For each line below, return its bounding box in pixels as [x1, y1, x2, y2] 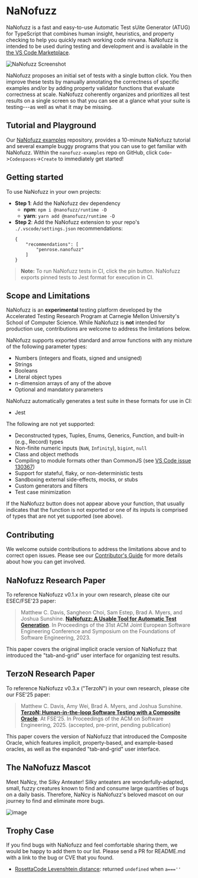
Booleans [14, 367, 38, 374]
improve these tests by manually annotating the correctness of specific [6, 78, 180, 85]
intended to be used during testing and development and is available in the [6, 43, 188, 50]
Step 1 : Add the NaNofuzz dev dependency [14, 200, 121, 207]
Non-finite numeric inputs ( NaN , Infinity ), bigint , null [14, 444, 147, 451]
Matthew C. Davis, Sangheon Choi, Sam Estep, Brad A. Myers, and [20, 609, 183, 616]
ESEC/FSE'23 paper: [6, 597, 56, 604]
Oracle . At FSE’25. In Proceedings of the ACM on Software [20, 715, 164, 722]
